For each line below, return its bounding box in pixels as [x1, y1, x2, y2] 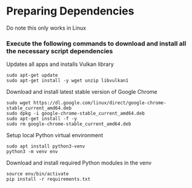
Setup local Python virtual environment [6, 132, 104, 139]
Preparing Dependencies [6, 4, 134, 18]
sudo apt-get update [6, 73, 59, 79]
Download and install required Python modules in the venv [6, 159, 152, 167]
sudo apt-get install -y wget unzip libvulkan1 [6, 77, 129, 84]
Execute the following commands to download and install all [6, 39, 187, 48]
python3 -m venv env [6, 149, 59, 155]
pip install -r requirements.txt [6, 177, 91, 183]
